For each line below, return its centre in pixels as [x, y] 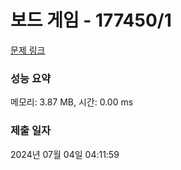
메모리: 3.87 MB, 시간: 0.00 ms [72, 102]
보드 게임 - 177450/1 [91, 20]
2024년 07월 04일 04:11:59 [65, 154]
